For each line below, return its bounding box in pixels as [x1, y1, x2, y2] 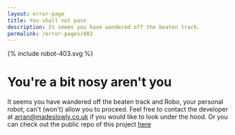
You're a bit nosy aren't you [7, 74, 172, 90]
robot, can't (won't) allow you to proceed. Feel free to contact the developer [7, 105, 229, 114]
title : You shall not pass [7, 17, 87, 24]
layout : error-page [7, 10, 65, 18]
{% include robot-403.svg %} [7, 49, 94, 58]
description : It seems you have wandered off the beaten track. [7, 23, 200, 30]
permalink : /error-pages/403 [7, 30, 93, 37]
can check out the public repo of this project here [7, 120, 152, 129]
